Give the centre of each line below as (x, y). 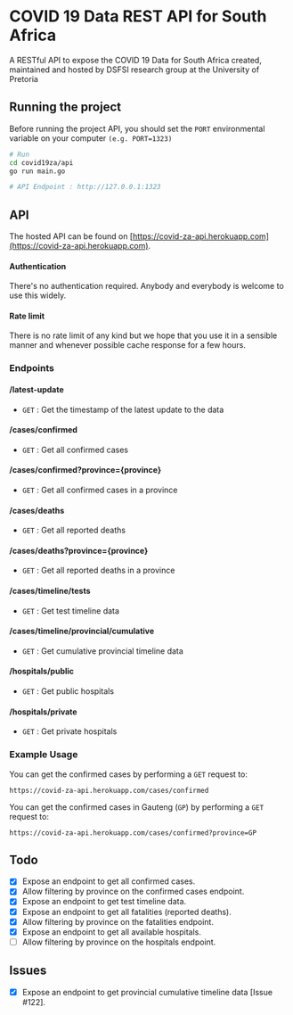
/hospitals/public (41, 672)
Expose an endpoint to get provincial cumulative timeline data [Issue (147, 992)
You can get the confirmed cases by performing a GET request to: (128, 774)
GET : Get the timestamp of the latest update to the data (123, 409)
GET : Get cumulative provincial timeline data (103, 651)
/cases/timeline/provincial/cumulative (82, 631)
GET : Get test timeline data (71, 611)
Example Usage (44, 755)
